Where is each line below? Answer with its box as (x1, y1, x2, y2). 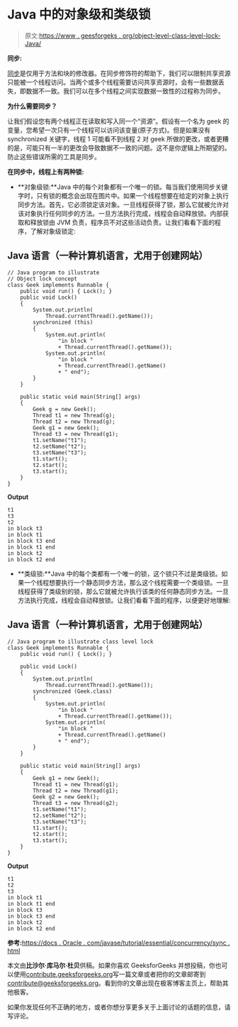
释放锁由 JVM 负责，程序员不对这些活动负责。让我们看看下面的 (30, 218, 215, 226)
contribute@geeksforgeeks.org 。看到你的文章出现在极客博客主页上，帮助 (7, 979, 223, 987)
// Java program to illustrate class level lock (7, 638, 154, 645)
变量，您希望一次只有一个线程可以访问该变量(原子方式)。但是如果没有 (7, 126, 211, 134)
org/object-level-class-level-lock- (122, 31, 221, 40)
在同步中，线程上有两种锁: (7, 167, 84, 176)
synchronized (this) (33, 319, 93, 326)
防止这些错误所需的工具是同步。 (7, 152, 101, 160)
